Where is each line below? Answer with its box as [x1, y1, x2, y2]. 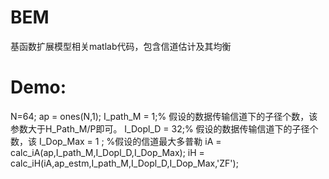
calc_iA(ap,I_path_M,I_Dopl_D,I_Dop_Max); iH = [10, 146, 205, 158]
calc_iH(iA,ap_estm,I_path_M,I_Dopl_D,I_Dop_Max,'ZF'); [10, 157, 239, 169]
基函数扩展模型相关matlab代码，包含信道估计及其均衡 [10, 40, 232, 52]
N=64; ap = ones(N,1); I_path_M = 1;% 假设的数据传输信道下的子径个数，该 [10, 110, 318, 122]
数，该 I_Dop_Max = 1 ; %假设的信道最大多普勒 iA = [10, 135, 222, 147]
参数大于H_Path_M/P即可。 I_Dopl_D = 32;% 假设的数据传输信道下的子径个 [10, 122, 319, 135]
